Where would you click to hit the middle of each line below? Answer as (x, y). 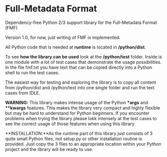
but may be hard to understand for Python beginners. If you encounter (77, 113)
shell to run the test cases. (32, 72)
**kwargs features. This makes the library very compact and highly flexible (83, 108)
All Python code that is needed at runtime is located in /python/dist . (76, 47)
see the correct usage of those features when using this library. (70, 124)
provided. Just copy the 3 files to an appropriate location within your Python (83, 144)
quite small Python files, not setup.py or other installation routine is (74, 139)
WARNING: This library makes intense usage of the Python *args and (77, 102)
